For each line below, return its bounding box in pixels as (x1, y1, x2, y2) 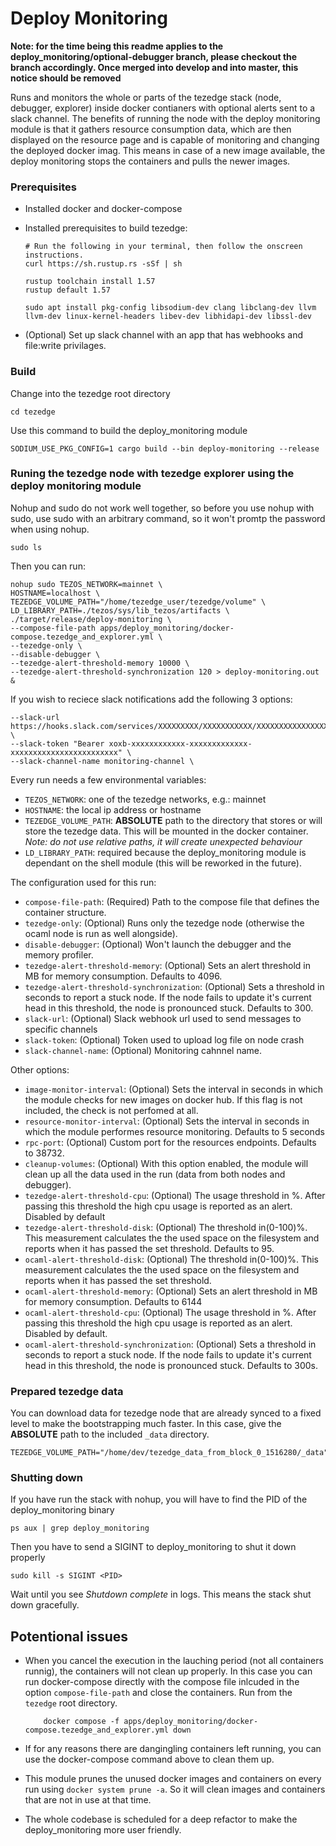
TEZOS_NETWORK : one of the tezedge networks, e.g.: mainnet (24, 793, 267, 805)
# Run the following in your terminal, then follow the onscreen (24, 242, 303, 252)
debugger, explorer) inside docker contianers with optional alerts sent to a (10, 102, 316, 114)
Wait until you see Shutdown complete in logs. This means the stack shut (10, 1588, 312, 1601)
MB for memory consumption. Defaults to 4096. (24, 970, 223, 982)
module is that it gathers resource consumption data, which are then (10, 123, 292, 135)
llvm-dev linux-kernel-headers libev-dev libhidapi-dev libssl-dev (24, 312, 312, 322)
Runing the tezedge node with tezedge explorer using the (10, 467, 295, 481)
